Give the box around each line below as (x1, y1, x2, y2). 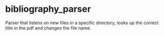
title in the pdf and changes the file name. (5, 25, 91, 31)
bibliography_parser (5, 3, 91, 15)
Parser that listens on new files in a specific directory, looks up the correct (5, 20, 159, 26)
